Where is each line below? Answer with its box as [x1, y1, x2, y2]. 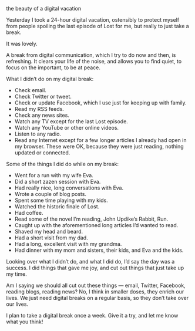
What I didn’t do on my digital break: [6, 76, 94, 82]
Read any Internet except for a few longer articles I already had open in [14, 137, 187, 143]
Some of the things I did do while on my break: [6, 161, 119, 167]
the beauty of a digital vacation [6, 5, 82, 12]
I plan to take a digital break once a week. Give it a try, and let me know [6, 312, 179, 319]
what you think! [6, 318, 43, 325]
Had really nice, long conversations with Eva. [14, 184, 124, 191]
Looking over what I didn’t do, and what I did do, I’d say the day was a [6, 258, 175, 265]
